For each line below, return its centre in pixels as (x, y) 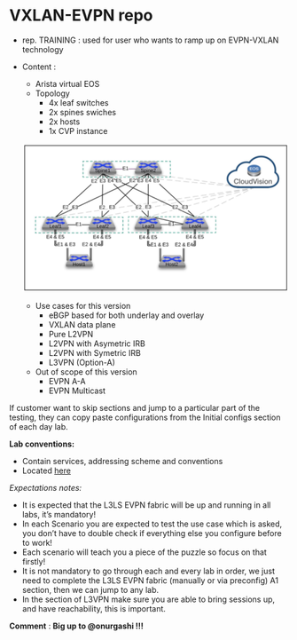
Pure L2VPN (71, 334)
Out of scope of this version (86, 371)
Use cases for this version (83, 305)
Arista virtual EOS (67, 83)
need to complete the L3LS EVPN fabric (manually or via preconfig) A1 (150, 580)
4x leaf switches (78, 102)
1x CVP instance (78, 130)
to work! (37, 542)
